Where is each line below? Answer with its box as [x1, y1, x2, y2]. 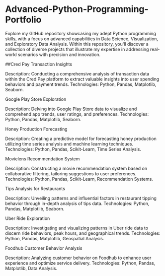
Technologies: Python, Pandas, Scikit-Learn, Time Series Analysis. [5, 146, 142, 152]
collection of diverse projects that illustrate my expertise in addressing [5, 46, 149, 52]
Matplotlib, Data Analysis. [5, 265, 58, 271]
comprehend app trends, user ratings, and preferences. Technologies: [5, 111, 149, 117]
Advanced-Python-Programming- [5, 3, 149, 15]
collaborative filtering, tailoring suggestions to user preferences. [5, 170, 137, 177]
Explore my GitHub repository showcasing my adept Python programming [5, 30, 157, 36]
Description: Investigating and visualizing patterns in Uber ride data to [5, 225, 148, 231]
